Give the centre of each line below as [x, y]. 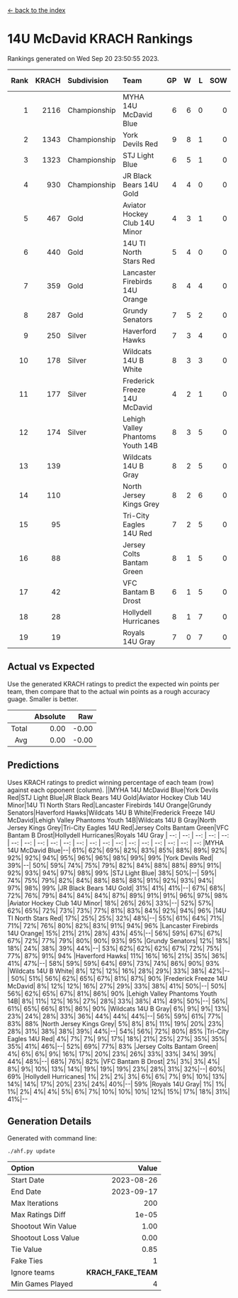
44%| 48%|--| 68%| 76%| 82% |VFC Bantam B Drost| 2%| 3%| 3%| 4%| [114, 1061]
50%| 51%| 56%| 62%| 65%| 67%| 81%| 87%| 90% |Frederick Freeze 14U [119, 978]
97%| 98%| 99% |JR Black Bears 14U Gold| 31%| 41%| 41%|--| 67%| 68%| [116, 888]
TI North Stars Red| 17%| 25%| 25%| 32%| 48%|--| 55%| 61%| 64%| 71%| [116, 918]
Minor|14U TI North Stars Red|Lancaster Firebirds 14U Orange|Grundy [109, 805]
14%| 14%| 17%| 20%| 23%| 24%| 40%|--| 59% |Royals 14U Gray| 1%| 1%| [117, 1084]
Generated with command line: [52, 1138]
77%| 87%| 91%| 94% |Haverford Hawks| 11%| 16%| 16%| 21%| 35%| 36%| [118, 956]
